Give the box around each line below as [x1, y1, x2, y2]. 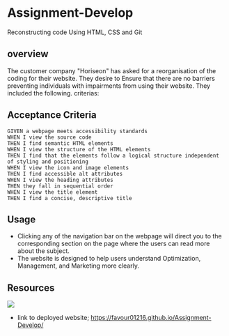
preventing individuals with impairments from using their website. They [7, 82, 211, 90]
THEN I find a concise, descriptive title [7, 194, 132, 201]
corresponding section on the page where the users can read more [17, 239, 210, 248]
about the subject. [17, 247, 70, 255]
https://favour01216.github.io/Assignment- [90, 314, 212, 322]
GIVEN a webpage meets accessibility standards [7, 128, 148, 135]
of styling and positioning [7, 158, 89, 165]
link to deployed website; [17, 314, 89, 322]
